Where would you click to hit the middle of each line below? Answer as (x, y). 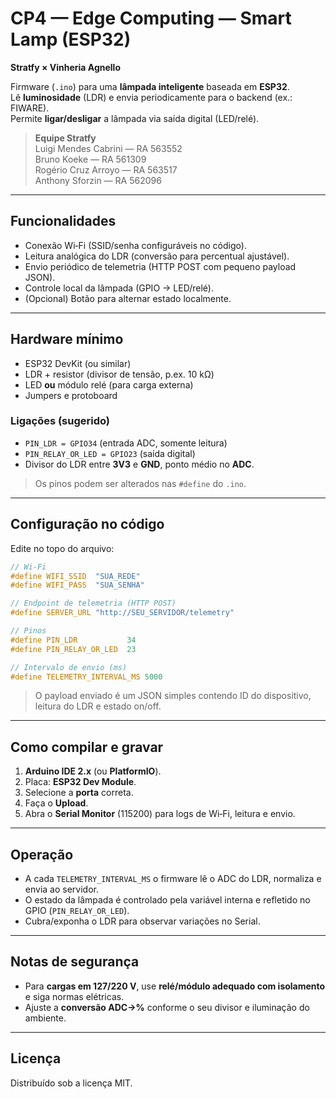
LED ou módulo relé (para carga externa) (109, 384)
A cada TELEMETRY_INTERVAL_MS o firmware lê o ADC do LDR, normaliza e (173, 879)
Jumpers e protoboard (71, 395)
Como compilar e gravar (87, 747)
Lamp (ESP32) (71, 39)
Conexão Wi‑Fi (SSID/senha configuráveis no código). (135, 245)
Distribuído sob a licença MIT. (71, 1083)
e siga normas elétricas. (74, 996)
